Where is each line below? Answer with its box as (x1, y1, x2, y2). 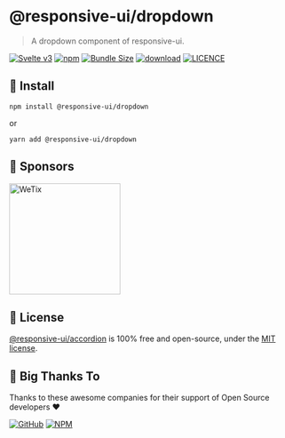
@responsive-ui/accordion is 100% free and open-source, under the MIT (9, 333, 276, 344)
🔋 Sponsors (9, 159, 75, 174)
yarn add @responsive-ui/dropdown (9, 135, 138, 144)
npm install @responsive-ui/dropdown (9, 102, 149, 111)
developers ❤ (9, 402, 60, 412)
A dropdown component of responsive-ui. (30, 36, 185, 46)
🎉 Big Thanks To (9, 369, 100, 384)
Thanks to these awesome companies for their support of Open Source (9, 393, 270, 403)
